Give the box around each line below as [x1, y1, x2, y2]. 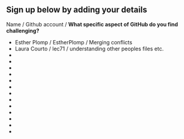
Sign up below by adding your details [6, 5, 147, 15]
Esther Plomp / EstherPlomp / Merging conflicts [14, 38, 133, 46]
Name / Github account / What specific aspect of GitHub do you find [6, 20, 179, 28]
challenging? [6, 27, 40, 34]
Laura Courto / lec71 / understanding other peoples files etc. [14, 45, 164, 52]
